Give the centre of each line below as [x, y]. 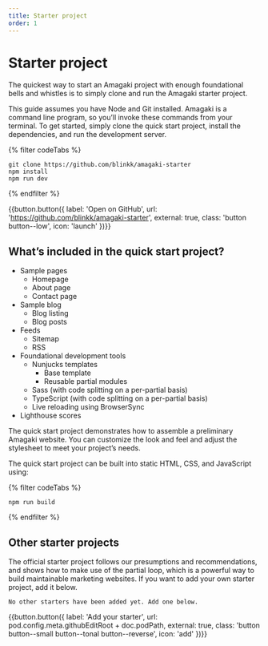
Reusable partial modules [86, 382]
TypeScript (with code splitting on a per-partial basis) [120, 398]
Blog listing [50, 313]
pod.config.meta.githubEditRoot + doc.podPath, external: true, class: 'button [134, 625]
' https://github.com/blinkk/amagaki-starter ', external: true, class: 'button [127, 218]
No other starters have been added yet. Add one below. [103, 602]
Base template [68, 373]
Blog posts [50, 322]
